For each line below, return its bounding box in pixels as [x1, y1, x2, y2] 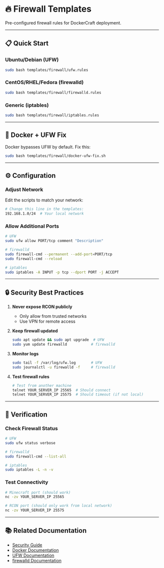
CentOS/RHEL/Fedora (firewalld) [5, 79, 84, 86]
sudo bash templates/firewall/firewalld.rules [5, 90, 102, 95]
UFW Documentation [12, 552, 55, 558]
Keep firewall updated [12, 328, 58, 334]
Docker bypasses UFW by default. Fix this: [5, 144, 91, 150]
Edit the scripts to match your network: [5, 197, 83, 203]
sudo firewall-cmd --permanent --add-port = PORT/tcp [5, 252, 112, 257]
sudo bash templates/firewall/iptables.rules [5, 112, 99, 118]
